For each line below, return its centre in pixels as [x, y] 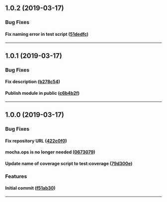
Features [16, 176]
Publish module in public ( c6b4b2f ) [42, 93]
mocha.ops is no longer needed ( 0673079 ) [50, 152]
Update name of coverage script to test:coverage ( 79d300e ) [69, 163]
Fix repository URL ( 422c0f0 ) [36, 140]
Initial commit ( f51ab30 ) [30, 188]
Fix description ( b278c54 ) [33, 82]
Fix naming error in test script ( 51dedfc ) [47, 34]
